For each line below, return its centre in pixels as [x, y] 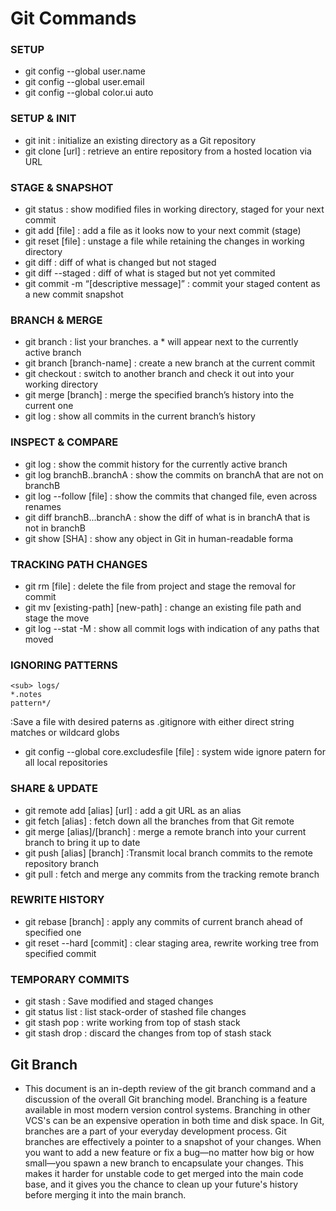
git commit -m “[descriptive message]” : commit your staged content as [172, 284]
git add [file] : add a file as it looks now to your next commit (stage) [163, 231]
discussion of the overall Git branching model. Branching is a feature [166, 1099]
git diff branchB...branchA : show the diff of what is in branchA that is [167, 517]
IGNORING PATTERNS [64, 665]
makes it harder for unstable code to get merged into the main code [164, 1173]
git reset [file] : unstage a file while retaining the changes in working [164, 241]
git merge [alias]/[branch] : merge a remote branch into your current [165, 831]
